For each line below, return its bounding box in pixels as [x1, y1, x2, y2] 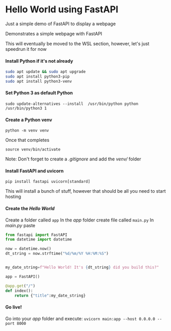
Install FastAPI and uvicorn [5, 168, 64, 174]
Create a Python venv [5, 117, 52, 123]
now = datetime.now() [5, 246, 52, 251]
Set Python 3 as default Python [5, 90, 73, 96]
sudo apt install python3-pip [5, 74, 70, 79]
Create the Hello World [5, 205, 55, 211]
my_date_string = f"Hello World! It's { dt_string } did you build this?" [5, 265, 159, 270]
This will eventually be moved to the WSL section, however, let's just [5, 40, 149, 47]
